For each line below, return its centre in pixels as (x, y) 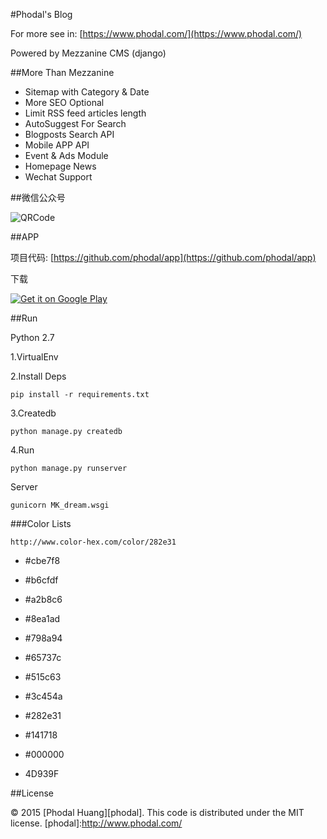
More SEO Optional (64, 102)
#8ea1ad (42, 618)
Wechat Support (58, 177)
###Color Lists (41, 523)
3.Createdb (33, 413)
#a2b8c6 (43, 599)
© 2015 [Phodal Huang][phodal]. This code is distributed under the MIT (157, 812)
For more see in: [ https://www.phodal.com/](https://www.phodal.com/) (156, 33)
